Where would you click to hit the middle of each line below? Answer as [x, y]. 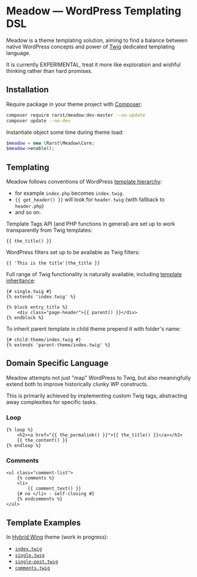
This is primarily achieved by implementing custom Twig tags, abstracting [97, 395]
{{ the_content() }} [42, 441]
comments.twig [32, 568]
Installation [27, 90]
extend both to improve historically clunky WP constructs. [77, 384]
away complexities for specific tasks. [52, 402]
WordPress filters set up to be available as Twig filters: [73, 252]
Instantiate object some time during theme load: [65, 132]
